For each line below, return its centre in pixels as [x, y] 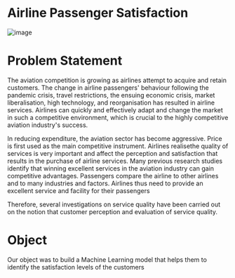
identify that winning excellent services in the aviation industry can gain [111, 168]
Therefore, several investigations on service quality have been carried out [114, 204]
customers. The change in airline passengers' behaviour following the [108, 87]
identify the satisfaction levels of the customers [76, 267]
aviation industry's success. [48, 125]
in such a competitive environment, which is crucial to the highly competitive [118, 117]
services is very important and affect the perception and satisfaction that [113, 153]
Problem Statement [65, 61]
